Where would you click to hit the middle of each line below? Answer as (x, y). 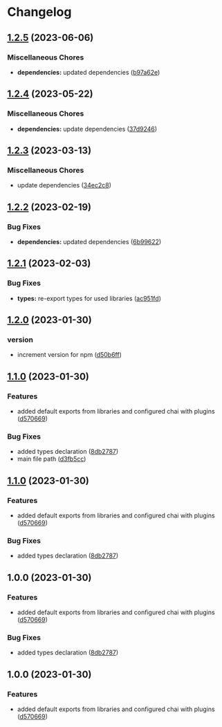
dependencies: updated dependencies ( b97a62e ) (89, 72)
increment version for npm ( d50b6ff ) (70, 355)
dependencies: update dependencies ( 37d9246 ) (87, 129)
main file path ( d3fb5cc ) (52, 459)
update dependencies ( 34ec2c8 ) (64, 185)
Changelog (39, 12)
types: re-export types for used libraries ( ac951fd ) (89, 298)
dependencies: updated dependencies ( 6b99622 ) (89, 241)
